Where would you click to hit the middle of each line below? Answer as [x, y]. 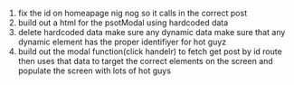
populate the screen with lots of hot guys [95, 71]
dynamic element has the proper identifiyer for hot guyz [122, 42]
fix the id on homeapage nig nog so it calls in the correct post [132, 13]
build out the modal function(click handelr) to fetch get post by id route [150, 52]
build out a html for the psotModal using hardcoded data [123, 23]
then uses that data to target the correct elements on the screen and [145, 61]
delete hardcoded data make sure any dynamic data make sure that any [152, 32]
